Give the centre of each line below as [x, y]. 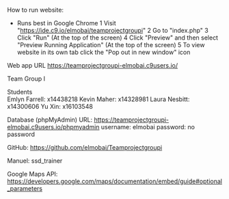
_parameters [25, 188]
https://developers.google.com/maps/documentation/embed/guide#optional [114, 181]
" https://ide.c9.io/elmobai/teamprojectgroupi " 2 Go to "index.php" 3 [112, 30]
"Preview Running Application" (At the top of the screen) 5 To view [111, 45]
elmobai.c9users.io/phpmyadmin [53, 127]
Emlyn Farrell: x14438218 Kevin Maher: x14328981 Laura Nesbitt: [98, 99]
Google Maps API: [32, 174]
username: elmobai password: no [148, 127]
